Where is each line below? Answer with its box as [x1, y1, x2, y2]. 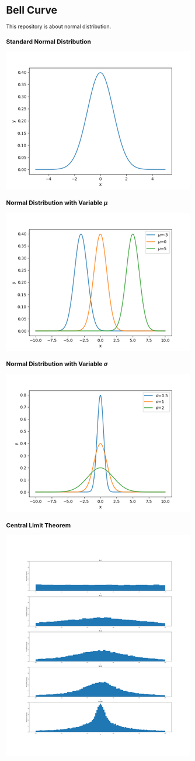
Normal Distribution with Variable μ [6, 199, 108, 207]
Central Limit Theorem [6, 521, 71, 529]
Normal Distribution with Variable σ [6, 360, 108, 368]
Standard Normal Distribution [6, 37, 92, 46]
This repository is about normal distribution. [6, 23, 112, 30]
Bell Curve [6, 4, 57, 17]
